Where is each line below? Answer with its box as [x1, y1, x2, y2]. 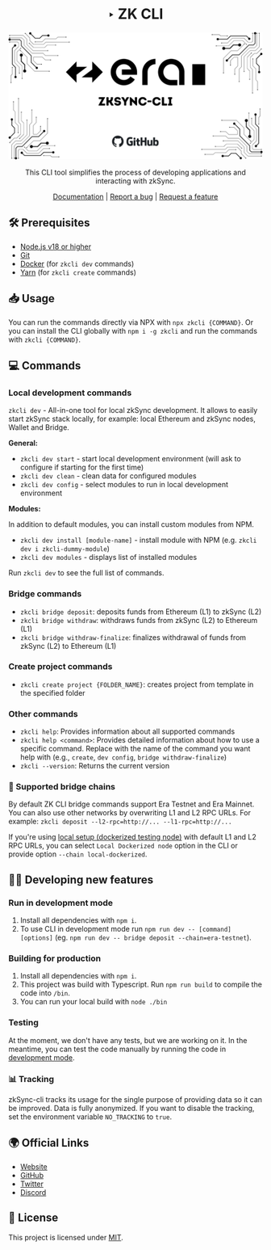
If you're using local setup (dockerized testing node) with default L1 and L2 [8, 832, 256, 842]
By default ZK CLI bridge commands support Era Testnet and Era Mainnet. [8, 799, 255, 809]
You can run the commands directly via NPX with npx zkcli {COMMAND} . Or [8, 317, 254, 327]
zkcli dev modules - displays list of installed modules [19, 553, 198, 562]
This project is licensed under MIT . [8, 1232, 123, 1242]
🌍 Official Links [8, 1136, 90, 1150]
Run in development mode [8, 897, 114, 908]
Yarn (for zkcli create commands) [19, 267, 137, 277]
